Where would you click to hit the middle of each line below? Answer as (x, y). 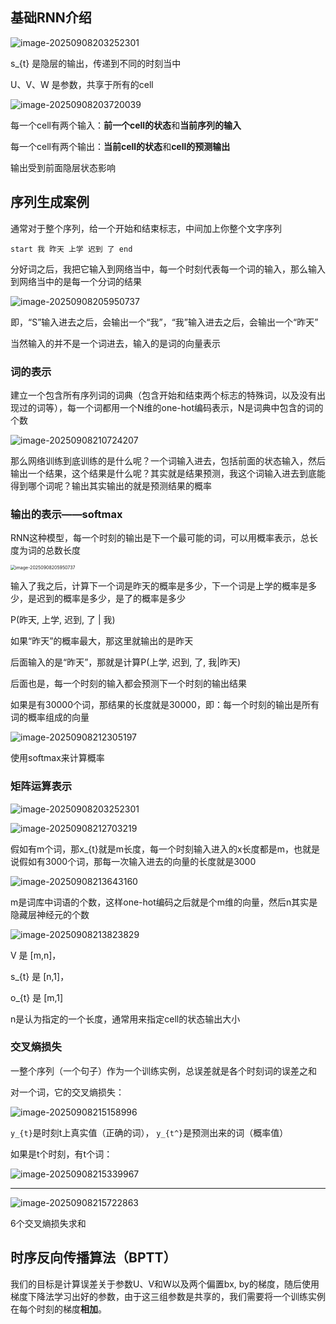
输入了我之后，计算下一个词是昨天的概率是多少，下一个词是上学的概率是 (159, 586)
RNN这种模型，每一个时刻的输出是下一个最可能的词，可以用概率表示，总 (160, 538)
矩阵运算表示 (41, 786)
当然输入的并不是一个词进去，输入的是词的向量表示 (115, 343)
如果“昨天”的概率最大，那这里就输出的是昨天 (102, 641)
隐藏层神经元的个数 (50, 914)
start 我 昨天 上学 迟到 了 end (71, 249)
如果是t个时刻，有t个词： (61, 1154)
